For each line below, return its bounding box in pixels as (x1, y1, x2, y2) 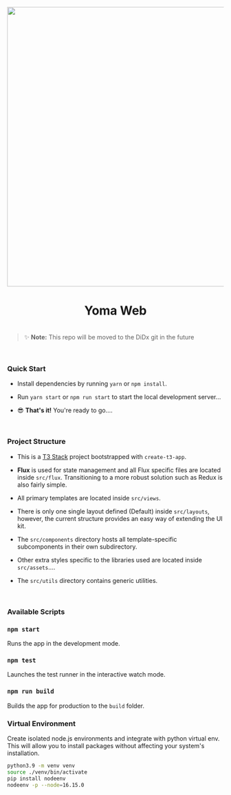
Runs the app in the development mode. (7, 639, 120, 647)
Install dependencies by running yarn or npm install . (16, 379, 167, 388)
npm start (7, 625, 40, 633)
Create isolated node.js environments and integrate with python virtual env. (7, 734, 220, 743)
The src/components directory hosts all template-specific (16, 535, 177, 543)
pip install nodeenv (7, 775, 67, 782)
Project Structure (7, 437, 66, 447)
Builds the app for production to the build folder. (7, 701, 145, 710)
